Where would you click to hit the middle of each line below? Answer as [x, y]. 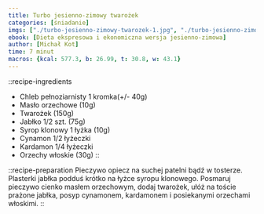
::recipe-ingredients [40, 81]
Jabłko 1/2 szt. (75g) [53, 122]
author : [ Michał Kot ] [44, 45]
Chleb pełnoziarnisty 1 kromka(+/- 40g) [83, 96]
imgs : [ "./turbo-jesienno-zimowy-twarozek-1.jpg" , [93, 30]
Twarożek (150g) [47, 113]
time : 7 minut [31, 52]
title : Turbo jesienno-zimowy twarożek [73, 15]
